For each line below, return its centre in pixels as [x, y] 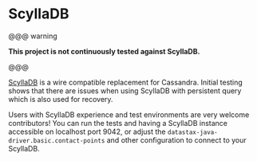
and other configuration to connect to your [177, 139]
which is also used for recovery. [61, 99]
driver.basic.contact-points [57, 140]
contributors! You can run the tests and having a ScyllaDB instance [118, 123]
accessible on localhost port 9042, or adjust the [87, 132]
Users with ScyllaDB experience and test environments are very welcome [129, 114]
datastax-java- [192, 132]
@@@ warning [33, 36]
